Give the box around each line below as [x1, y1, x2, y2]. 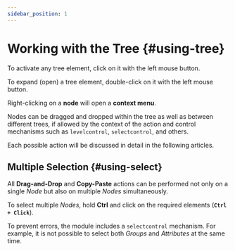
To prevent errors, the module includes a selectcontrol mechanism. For [7, 222, 216, 231]
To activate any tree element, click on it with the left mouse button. [7, 64, 201, 72]
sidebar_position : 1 [7, 10, 68, 18]
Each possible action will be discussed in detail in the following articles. [7, 141, 215, 149]
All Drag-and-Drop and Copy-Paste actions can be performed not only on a [7, 180, 229, 188]
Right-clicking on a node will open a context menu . [7, 98, 157, 107]
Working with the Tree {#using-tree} [7, 40, 225, 56]
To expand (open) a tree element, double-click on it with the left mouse [7, 77, 213, 86]
